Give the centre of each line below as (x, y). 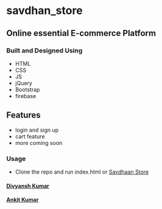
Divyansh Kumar (28, 186)
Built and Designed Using (44, 51)
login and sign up (37, 130)
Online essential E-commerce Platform (81, 33)
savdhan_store (45, 11)
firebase (26, 96)
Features (23, 115)
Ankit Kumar (23, 200)
